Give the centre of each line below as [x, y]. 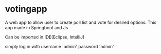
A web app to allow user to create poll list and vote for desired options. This [81, 22]
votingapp [26, 9]
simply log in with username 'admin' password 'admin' [60, 46]
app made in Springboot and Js [36, 27]
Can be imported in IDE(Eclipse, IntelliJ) [45, 37]
